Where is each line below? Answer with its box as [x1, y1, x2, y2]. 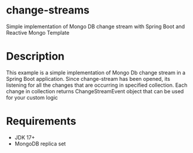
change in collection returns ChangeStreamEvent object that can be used [6, 87, 184, 94]
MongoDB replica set [14, 140, 66, 147]
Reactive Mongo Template [6, 29, 69, 36]
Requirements [6, 115, 76, 128]
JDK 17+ [14, 134, 35, 141]
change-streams [6, 4, 90, 17]
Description [6, 50, 65, 63]
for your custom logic [6, 94, 58, 101]
